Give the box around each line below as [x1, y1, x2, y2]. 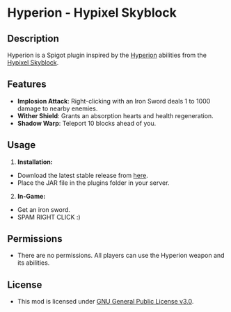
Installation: [17, 158, 54, 166]
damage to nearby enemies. [17, 104, 98, 113]
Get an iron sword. [17, 205, 71, 213]
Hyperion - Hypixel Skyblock [7, 5, 177, 21]
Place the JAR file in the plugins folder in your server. [17, 179, 170, 187]
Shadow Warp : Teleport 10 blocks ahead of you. [17, 119, 157, 127]
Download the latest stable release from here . [17, 171, 148, 179]
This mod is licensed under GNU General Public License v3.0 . [17, 297, 194, 306]
